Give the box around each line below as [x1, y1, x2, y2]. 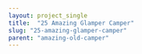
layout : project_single [8, 11, 88, 20]
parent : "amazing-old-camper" [8, 33, 110, 42]
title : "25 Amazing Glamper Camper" [8, 19, 135, 27]
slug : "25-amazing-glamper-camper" [8, 26, 128, 34]
